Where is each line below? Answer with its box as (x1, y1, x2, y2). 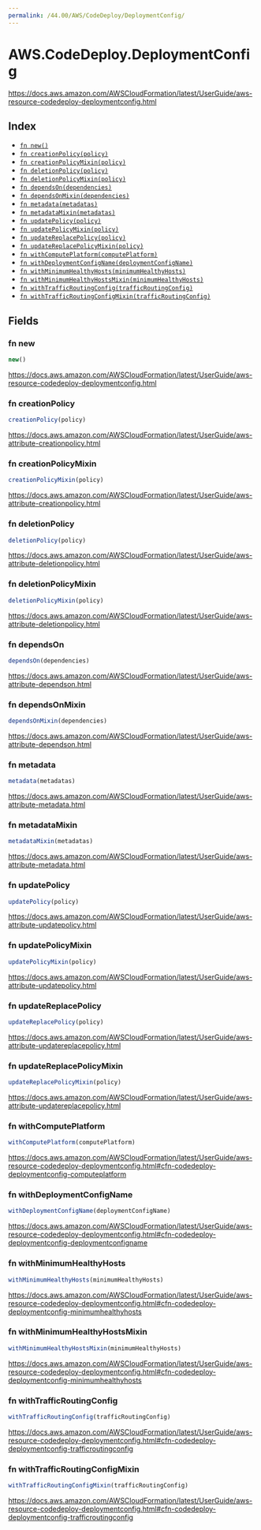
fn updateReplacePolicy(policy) (19, 234, 126, 242)
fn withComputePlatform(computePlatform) (19, 251, 158, 259)
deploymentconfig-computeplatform (8, 1170, 127, 1179)
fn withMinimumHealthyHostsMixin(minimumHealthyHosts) (19, 276, 204, 284)
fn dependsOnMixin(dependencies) (19, 192, 130, 200)
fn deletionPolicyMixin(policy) (19, 175, 126, 184)
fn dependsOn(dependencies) (19, 184, 112, 192)
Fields (8, 314, 39, 327)
